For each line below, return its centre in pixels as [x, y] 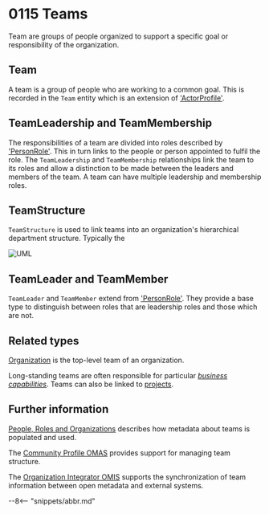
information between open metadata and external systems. [106, 485]
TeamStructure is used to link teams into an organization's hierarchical [124, 230]
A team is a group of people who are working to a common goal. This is [126, 89]
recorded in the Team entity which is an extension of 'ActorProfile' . [116, 98]
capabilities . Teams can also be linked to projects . [91, 384]
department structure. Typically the [67, 239]
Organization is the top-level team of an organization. [96, 360]
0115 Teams [48, 14]
